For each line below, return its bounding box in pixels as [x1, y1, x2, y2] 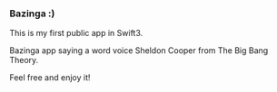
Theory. [9, 55, 39, 66]
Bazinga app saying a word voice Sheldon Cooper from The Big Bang [9, 45, 269, 56]
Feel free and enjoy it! [9, 72, 91, 83]
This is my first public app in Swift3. [9, 28, 143, 39]
